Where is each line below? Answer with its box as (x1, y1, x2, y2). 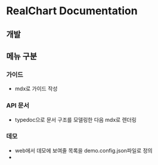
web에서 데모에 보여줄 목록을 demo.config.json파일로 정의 (14, 147, 153, 154)
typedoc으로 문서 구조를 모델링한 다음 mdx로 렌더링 (14, 116, 137, 123)
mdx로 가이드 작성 (14, 85, 58, 93)
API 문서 (6, 101, 30, 110)
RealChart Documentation (6, 4, 138, 18)
